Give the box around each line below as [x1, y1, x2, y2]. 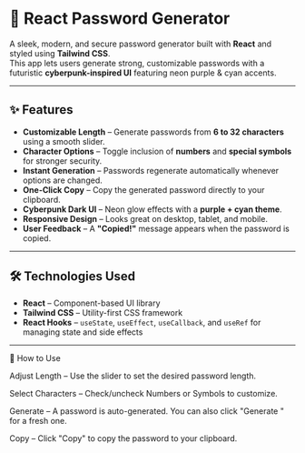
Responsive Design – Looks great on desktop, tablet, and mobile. [22, 213, 268, 224]
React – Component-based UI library [22, 297, 161, 308]
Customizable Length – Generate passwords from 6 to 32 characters [22, 126, 284, 137]
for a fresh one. [9, 415, 68, 426]
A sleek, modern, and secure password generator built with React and [9, 38, 272, 49]
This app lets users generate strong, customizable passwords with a [9, 57, 265, 68]
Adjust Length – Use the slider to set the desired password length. [9, 370, 257, 381]
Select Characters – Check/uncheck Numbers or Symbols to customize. [9, 388, 279, 398]
